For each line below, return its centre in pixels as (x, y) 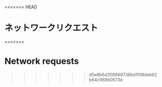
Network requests (42, 61)
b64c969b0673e (106, 80)
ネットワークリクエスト (51, 28)
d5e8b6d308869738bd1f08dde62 (123, 74)
